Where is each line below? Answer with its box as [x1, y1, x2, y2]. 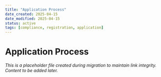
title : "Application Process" [5, 7, 67, 12]
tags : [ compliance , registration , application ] [5, 25, 104, 30]
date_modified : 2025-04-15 [5, 16, 60, 21]
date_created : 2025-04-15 [5, 12, 58, 17]
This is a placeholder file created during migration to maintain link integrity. [5, 62, 157, 68]
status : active [5, 20, 36, 26]
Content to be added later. [5, 68, 58, 74]
